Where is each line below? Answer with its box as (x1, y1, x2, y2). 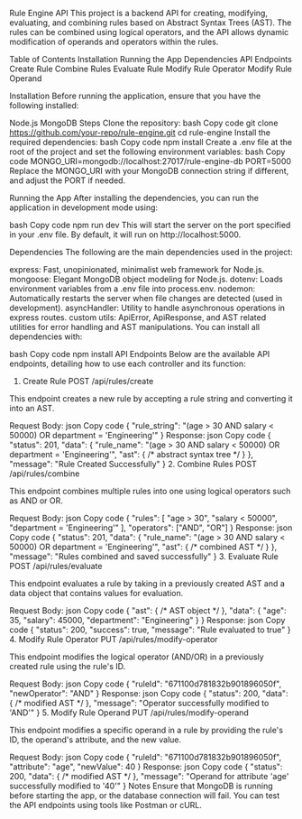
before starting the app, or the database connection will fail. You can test (9, 790, 280, 801)
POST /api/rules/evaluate (9, 561, 103, 571)
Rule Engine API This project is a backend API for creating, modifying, (9, 8, 269, 18)
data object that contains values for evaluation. (9, 588, 184, 598)
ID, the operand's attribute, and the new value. (9, 734, 182, 745)
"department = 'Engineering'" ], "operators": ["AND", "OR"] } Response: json (9, 522, 293, 533)
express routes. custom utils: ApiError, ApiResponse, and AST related (9, 312, 267, 323)
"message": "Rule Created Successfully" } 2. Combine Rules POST (9, 459, 257, 469)
